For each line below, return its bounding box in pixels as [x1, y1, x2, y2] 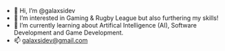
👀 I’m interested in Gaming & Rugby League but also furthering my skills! [13, 14, 219, 22]
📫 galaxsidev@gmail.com [13, 37, 88, 44]
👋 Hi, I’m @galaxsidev [13, 7, 76, 14]
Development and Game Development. [13, 28, 124, 37]
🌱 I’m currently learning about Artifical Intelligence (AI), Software [13, 21, 197, 29]
